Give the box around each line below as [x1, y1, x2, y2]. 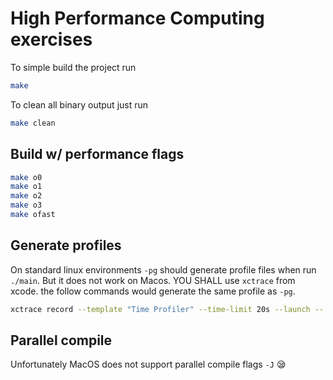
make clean [10, 118, 56, 128]
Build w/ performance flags [10, 146, 185, 163]
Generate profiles [10, 237, 122, 254]
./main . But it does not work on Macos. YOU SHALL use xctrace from [10, 274, 296, 286]
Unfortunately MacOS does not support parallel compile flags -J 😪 [10, 358, 287, 371]
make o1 [10, 182, 43, 192]
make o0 [10, 172, 43, 182]
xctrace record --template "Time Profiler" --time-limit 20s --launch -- [10, 304, 325, 314]
